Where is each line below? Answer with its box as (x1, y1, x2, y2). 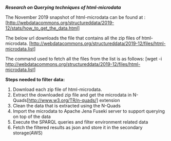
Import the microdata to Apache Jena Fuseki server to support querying (12, 108, 165, 114)
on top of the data (12, 113, 51, 120)
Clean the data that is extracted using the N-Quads (12, 103, 121, 109)
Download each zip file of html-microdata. (12, 86, 102, 92)
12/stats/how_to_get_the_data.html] (5, 25, 80, 31)
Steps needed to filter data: (5, 77, 65, 82)
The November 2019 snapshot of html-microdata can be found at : (5, 14, 146, 20)
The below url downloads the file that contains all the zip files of (5, 35, 141, 41)
